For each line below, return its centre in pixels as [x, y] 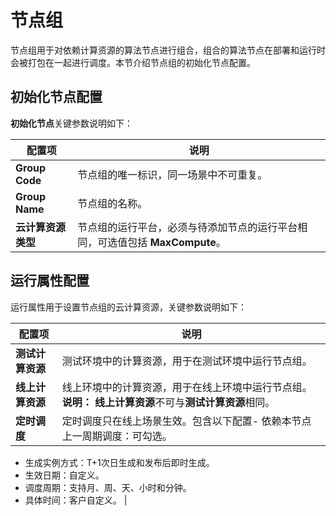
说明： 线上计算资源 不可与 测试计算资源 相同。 [168, 402]
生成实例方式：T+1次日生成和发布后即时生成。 [119, 462]
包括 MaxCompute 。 [177, 242]
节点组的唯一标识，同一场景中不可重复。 [172, 174]
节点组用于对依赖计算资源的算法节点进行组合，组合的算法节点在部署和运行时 [168, 50]
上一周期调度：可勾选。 [117, 436]
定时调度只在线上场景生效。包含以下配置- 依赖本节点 [186, 421]
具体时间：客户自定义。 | [76, 500]
